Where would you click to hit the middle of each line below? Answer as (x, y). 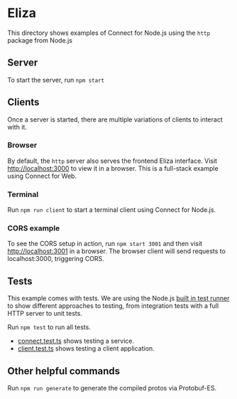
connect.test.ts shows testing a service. (76, 341)
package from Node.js (40, 40)
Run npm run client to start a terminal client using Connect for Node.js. (112, 210)
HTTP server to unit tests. (45, 314)
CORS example (34, 228)
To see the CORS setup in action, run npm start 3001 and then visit (105, 244)
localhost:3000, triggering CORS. (56, 259)
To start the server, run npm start (56, 80)
